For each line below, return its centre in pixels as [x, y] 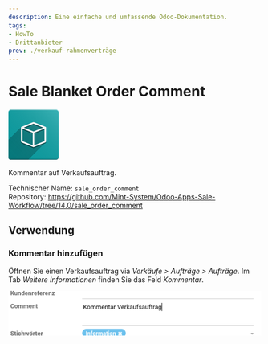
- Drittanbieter [35, 43]
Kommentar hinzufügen [56, 253]
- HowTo [21, 34]
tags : [17, 25]
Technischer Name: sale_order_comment [74, 188]
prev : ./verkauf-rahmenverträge [62, 51]
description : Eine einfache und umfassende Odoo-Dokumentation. [118, 17]
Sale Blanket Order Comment [107, 92]
